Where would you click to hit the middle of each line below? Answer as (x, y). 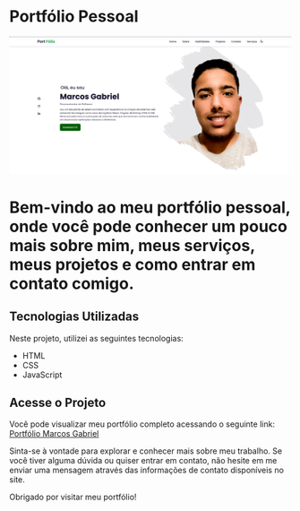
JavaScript (42, 375)
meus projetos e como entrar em (133, 264)
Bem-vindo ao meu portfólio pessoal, (150, 207)
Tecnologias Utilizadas (74, 317)
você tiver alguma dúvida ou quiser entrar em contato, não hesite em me (143, 461)
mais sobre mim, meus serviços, (132, 245)
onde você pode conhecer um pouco (149, 226)
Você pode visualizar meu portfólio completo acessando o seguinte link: (142, 424)
